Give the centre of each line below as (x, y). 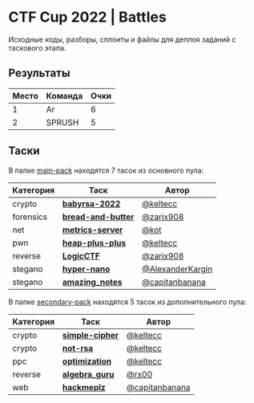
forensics (30, 217)
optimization (87, 361)
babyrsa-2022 (92, 203)
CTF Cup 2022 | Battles (87, 17)
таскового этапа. (37, 47)
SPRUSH (62, 122)
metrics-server (93, 230)
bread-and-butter (99, 217)
